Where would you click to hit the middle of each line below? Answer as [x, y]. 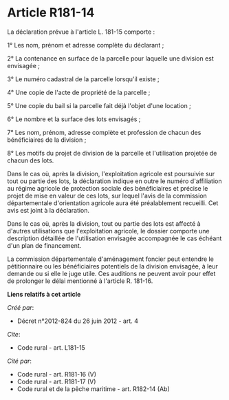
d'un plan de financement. [44, 245]
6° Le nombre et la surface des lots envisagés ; [74, 119]
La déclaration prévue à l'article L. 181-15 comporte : [81, 32]
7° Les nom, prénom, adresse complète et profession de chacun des [104, 132]
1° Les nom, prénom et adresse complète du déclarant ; [86, 45]
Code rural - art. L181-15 [51, 347]
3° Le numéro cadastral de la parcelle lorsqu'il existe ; [83, 79]
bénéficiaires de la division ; [47, 140]
